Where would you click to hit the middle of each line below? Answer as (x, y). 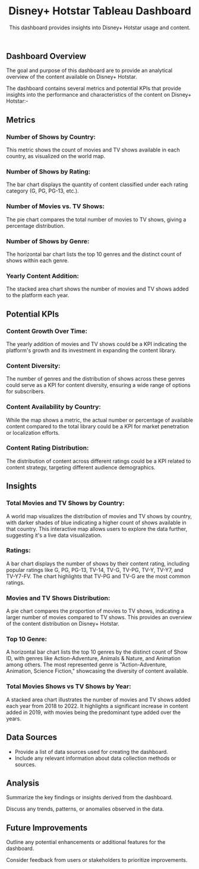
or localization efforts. (33, 432)
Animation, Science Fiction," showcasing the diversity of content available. (97, 671)
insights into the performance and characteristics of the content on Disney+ (99, 95)
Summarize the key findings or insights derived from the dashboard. (90, 797)
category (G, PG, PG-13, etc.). (42, 191)
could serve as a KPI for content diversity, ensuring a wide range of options (99, 385)
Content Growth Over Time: (47, 331)
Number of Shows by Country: (51, 137)
